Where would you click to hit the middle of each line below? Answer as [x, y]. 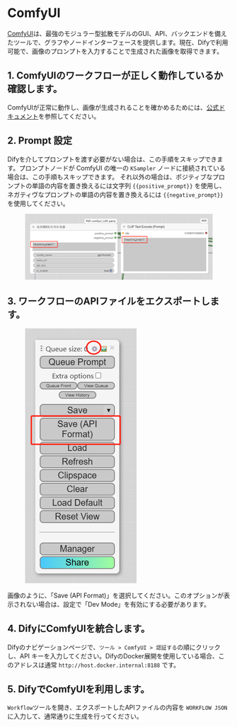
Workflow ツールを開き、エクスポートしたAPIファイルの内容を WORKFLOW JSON [117, 708]
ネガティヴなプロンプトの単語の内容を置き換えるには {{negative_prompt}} [116, 194]
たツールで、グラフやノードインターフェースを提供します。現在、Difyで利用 [118, 42]
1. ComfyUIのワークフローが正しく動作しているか [115, 76]
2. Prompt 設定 [40, 141]
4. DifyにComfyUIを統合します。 [79, 629]
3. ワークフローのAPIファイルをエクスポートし [109, 301]
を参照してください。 [69, 116]
